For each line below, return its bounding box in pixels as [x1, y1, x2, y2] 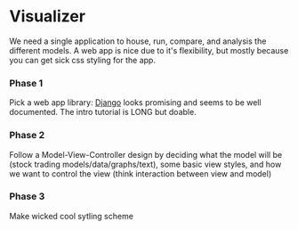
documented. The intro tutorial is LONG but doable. [9, 107, 197, 118]
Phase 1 [9, 77, 44, 89]
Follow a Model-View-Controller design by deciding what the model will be [9, 149, 283, 160]
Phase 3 [9, 190, 45, 202]
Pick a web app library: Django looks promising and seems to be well [9, 97, 262, 108]
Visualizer [9, 6, 86, 27]
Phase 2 [9, 129, 45, 142]
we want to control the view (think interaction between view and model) [9, 168, 272, 179]
